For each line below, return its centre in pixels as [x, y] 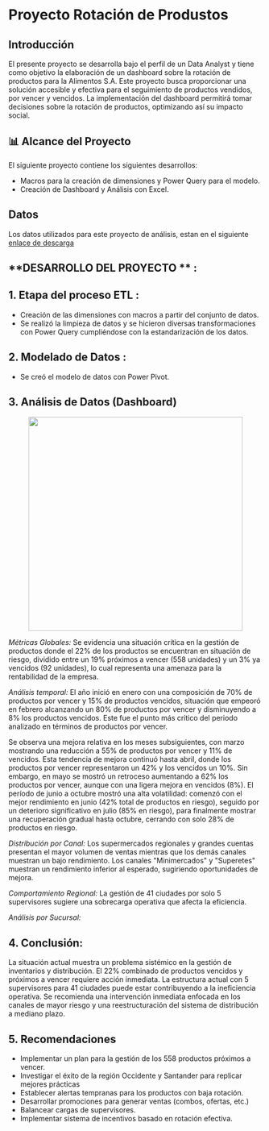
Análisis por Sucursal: [45, 917]
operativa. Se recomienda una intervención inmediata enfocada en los [124, 996]
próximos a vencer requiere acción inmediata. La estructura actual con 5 [129, 979]
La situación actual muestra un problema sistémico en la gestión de [120, 963]
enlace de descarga [41, 243]
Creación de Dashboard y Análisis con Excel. [94, 189]
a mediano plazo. [37, 1014]
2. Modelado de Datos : [67, 358]
